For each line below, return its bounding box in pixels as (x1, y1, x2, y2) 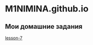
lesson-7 (5, 35, 23, 41)
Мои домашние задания (5, 22, 83, 31)
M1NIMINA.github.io (5, 3, 89, 14)
